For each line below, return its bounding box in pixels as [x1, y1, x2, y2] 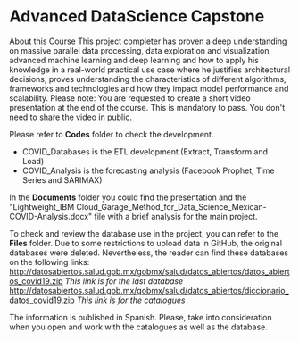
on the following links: [9, 256, 90, 267]
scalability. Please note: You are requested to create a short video [9, 92, 252, 104]
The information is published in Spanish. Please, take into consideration [9, 312, 272, 322]
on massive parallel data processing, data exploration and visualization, [9, 45, 272, 55]
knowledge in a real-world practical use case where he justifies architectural [9, 64, 291, 75]
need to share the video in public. [9, 112, 132, 122]
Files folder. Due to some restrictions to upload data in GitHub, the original [9, 237, 283, 248]
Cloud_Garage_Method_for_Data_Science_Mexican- [76, 201, 268, 212]
